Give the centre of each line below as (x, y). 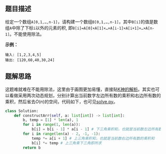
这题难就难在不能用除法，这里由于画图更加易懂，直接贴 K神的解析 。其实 (78, 89)
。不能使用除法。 (27, 34)
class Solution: (22, 111)
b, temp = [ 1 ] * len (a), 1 (51, 120)
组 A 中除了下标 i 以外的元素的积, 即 (39, 28)
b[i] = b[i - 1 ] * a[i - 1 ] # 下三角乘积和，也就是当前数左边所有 (95, 129)
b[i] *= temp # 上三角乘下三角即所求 (67, 143)
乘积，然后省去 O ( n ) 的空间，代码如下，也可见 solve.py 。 (62, 101)
